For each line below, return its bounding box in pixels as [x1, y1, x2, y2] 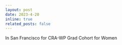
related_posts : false [5, 21, 51, 26]
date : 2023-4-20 [5, 12, 39, 17]
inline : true [5, 16, 33, 21]
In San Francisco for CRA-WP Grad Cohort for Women [5, 35, 117, 41]
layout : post [5, 7, 33, 12]
